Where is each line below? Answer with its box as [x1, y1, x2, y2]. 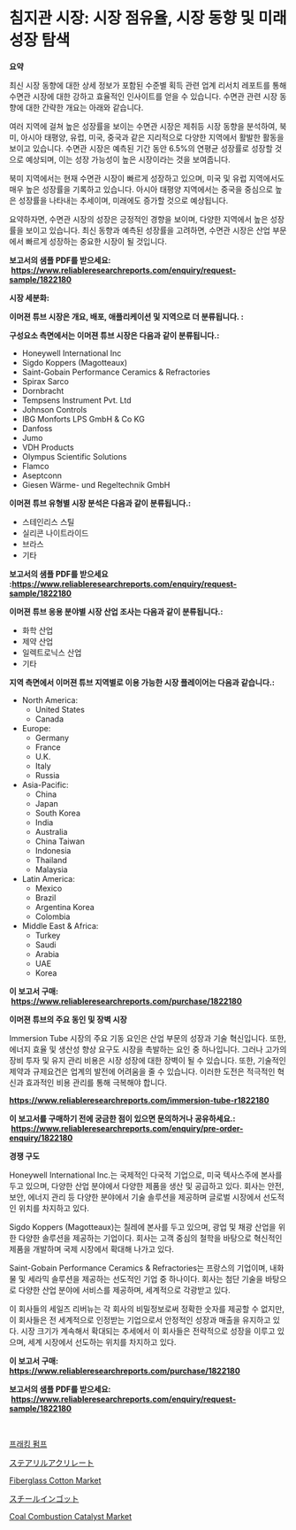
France [34, 741, 62, 753]
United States [34, 704, 86, 715]
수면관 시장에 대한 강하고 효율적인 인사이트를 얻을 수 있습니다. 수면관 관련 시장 [9, 90, 278, 102]
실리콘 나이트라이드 [21, 528, 89, 538]
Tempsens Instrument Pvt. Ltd [21, 395, 132, 406]
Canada [34, 714, 65, 724]
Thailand [34, 854, 68, 865]
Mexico [34, 883, 63, 893]
